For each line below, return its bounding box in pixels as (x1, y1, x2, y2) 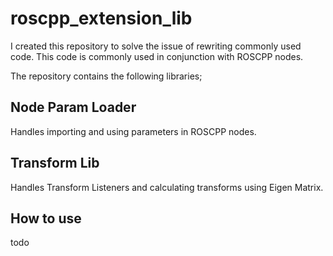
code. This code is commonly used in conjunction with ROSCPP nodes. (10, 50, 304, 62)
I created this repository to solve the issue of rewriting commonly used (10, 40, 302, 52)
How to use (10, 210, 82, 227)
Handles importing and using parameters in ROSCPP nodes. (10, 125, 257, 137)
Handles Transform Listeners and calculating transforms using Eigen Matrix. (10, 181, 324, 193)
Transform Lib (10, 155, 100, 172)
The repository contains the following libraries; (10, 70, 203, 82)
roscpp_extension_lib (10, 7, 193, 30)
